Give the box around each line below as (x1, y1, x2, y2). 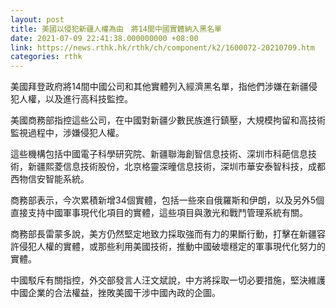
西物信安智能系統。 (10, 173, 90, 185)
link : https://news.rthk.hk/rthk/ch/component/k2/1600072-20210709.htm (10, 42, 315, 53)
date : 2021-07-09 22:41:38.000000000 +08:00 (10, 33, 199, 43)
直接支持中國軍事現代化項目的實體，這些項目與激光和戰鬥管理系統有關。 (10, 207, 308, 219)
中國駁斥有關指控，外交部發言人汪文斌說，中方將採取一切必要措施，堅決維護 (10, 274, 326, 286)
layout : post (10, 14, 65, 25)
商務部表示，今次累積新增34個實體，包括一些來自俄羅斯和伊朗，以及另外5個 (10, 194, 325, 206)
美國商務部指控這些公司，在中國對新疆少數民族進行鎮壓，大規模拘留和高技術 (10, 114, 326, 126)
